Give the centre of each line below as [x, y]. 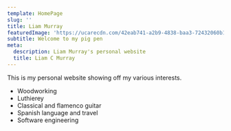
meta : [15, 45]
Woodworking [37, 91]
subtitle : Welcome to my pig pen [55, 39]
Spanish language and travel [57, 112]
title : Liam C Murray [44, 58]
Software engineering [48, 120]
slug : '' [20, 20]
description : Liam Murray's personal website [80, 52]
